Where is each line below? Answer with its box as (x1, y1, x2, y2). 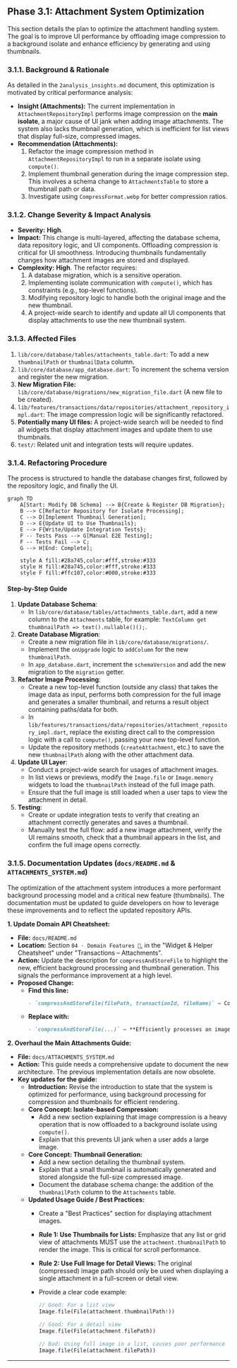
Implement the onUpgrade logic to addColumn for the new (28, 645, 189, 654)
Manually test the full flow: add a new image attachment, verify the (28, 826, 222, 834)
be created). (17, 395, 54, 403)
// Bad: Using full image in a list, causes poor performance (38, 1340, 226, 1347)
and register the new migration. (17, 372, 109, 381)
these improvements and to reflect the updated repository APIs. (7, 906, 193, 914)
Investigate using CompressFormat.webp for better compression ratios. (28, 192, 228, 201)
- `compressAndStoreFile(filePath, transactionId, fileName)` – (28, 999, 221, 1007)
